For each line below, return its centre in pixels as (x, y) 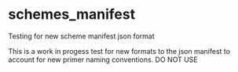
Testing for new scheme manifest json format (81, 36)
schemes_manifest (72, 14)
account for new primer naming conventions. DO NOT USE (103, 59)
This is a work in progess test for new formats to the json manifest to (119, 51)
